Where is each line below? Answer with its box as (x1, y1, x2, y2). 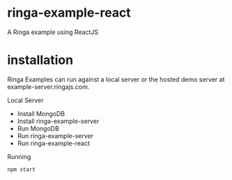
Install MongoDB (17, 109, 65, 117)
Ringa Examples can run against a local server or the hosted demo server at (7, 75, 225, 83)
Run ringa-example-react (17, 139, 91, 147)
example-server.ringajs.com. (7, 82, 90, 91)
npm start (7, 165, 36, 173)
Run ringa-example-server (17, 131, 94, 140)
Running (7, 152, 31, 161)
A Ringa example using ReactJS (7, 28, 99, 36)
